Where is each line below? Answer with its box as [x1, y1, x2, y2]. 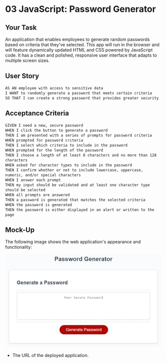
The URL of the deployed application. [12, 353, 89, 359]
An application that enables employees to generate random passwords [5, 36, 150, 42]
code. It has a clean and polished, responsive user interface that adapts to [5, 52, 158, 58]
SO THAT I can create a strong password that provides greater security [5, 95, 159, 100]
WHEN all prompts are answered [5, 192, 70, 197]
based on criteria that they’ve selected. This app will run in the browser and [5, 42, 160, 48]
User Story [5, 72, 39, 80]
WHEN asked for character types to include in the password [5, 162, 133, 167]
